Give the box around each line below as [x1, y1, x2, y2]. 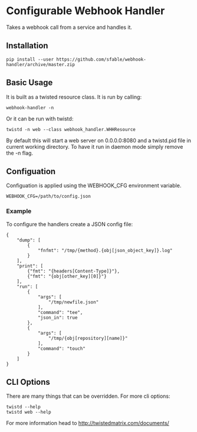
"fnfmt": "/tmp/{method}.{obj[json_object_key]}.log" [37, 247, 173, 253]
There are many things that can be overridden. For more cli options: [6, 392, 170, 400]
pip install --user [6, 56, 54, 63]
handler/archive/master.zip [6, 61, 75, 67]
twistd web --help [6, 409, 51, 415]
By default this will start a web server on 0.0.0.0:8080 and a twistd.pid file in [6, 137, 192, 144]
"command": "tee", [37, 309, 83, 315]
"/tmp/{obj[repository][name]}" [48, 335, 128, 341]
